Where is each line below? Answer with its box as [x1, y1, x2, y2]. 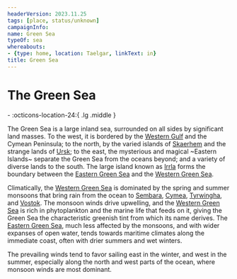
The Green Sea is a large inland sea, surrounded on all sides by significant [7, 124, 224, 133]
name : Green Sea [7, 30, 55, 38]
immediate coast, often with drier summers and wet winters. [7, 236, 183, 245]
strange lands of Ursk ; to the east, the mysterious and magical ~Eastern [7, 147, 217, 155]
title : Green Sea [7, 57, 59, 64]
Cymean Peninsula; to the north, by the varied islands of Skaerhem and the [7, 139, 226, 148]
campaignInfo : [7, 23, 50, 31]
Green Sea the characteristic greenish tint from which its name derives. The [7, 214, 228, 222]
